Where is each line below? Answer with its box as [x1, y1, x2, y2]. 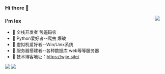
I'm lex [5, 17, 22, 24]
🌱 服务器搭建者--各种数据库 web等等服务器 [12, 48, 99, 53]
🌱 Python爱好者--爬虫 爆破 [12, 35, 66, 41]
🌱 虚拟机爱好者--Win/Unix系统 [12, 42, 74, 48]
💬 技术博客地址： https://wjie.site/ [12, 54, 80, 60]
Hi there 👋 [5, 4, 29, 11]
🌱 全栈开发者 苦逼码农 [12, 29, 56, 35]
